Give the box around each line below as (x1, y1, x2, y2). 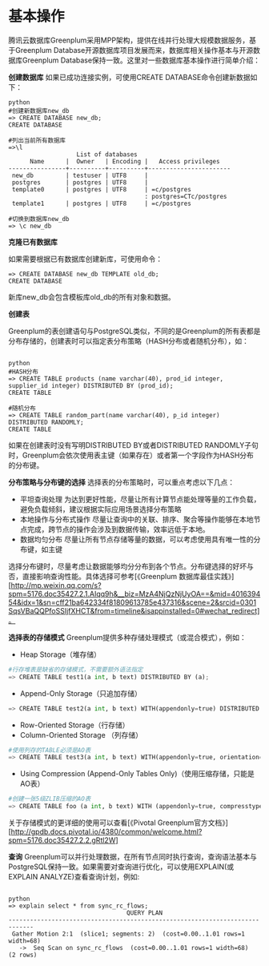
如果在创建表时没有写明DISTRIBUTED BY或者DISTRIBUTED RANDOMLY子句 (8, 440, 259, 449)
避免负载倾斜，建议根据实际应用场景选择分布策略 (19, 504, 182, 513)
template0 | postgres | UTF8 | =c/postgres (11, 185, 192, 193)
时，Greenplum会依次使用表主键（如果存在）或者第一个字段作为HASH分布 (8, 450, 255, 460)
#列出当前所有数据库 (8, 136, 66, 144)
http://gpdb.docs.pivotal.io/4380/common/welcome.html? (10, 827, 203, 837)
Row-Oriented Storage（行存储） (19, 720, 130, 730)
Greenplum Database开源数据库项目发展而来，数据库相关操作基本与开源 (14, 45, 254, 54)
